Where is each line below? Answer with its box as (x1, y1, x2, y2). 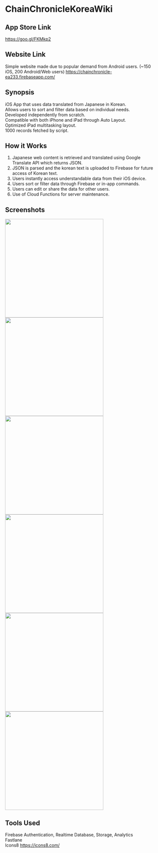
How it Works (5, 142, 47, 150)
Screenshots (5, 205, 45, 214)
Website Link (5, 50, 46, 59)
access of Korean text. (12, 170, 58, 176)
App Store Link (5, 23, 52, 32)
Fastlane (5, 837, 23, 843)
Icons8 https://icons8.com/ (5, 842, 60, 848)
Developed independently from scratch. (5, 112, 86, 118)
